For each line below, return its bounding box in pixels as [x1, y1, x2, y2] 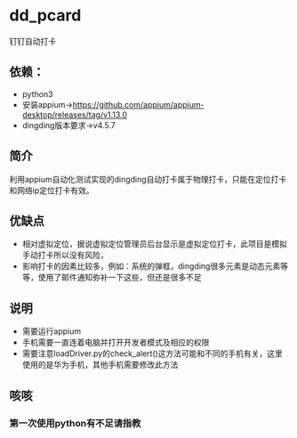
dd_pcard [9, 5, 82, 26]
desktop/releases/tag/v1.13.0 [21, 109, 127, 120]
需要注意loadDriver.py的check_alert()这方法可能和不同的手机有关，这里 [21, 348, 283, 359]
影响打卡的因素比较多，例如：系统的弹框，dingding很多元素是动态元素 [21, 261, 281, 272]
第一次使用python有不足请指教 [9, 417, 141, 429]
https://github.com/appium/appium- [72, 99, 205, 109]
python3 [21, 88, 53, 99]
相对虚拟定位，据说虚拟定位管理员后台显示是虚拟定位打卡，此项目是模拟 [21, 239, 287, 249]
